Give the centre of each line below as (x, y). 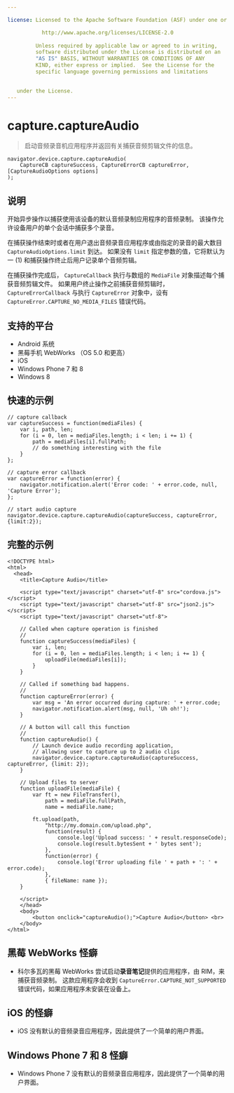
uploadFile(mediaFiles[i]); (86, 659)
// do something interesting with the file (97, 448)
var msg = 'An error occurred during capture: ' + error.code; (126, 702)
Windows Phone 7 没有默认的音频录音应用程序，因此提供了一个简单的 (118, 1073)
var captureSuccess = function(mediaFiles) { (75, 423)
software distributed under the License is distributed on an (128, 52)
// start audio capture (42, 509)
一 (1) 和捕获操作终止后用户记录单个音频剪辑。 (74, 260)
